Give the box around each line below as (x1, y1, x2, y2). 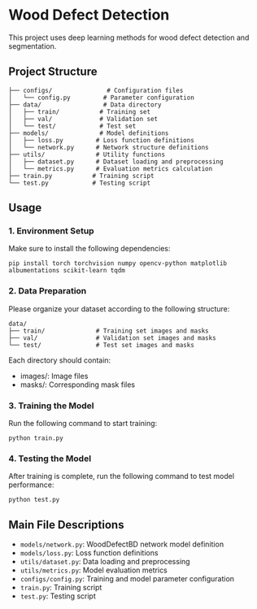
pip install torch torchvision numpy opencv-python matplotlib (8, 259, 228, 268)
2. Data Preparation (8, 285, 87, 297)
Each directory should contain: (8, 355, 111, 365)
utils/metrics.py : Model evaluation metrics (20, 565, 168, 575)
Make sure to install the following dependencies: (8, 244, 171, 254)
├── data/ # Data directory (8, 100, 162, 109)
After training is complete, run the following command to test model (8, 472, 234, 481)
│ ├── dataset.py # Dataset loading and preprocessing (8, 157, 224, 166)
